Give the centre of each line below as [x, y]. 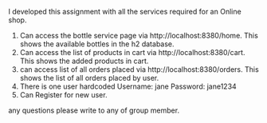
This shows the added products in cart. [84, 61]
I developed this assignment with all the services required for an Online [125, 12]
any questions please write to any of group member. [94, 110]
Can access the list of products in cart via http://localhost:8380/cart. [132, 52]
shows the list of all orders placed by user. [89, 78]
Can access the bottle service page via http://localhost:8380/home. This [139, 36]
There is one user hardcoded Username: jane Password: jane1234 [128, 86]
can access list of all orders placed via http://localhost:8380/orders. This [139, 69]
